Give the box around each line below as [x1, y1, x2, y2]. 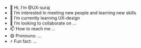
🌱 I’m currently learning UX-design [9, 15, 80, 21]
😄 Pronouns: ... [9, 33, 42, 39]
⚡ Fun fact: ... [9, 38, 37, 44]
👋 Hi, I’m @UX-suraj [9, 5, 50, 10]
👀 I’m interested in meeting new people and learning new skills [9, 10, 137, 16]
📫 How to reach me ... [9, 26, 56, 31]
